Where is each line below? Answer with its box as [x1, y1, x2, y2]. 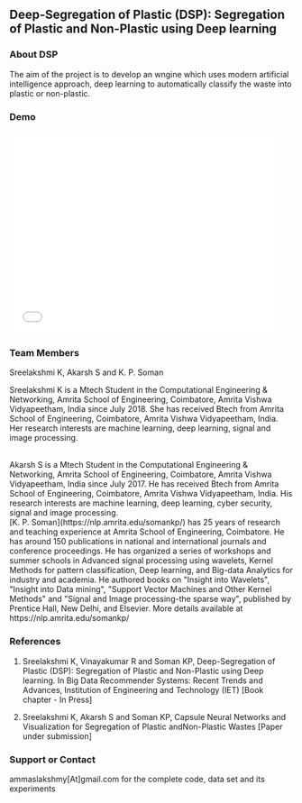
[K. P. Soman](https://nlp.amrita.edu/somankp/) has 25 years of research [9, 517, 281, 528]
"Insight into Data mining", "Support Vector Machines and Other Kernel [9, 584, 272, 595]
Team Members [9, 346, 79, 359]
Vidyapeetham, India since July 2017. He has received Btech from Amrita [9, 479, 279, 489]
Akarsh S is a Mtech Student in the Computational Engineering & [9, 460, 249, 470]
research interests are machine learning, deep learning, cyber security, [9, 497, 273, 508]
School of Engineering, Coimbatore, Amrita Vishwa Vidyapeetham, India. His [9, 488, 293, 499]
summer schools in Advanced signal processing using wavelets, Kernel [9, 555, 273, 566]
